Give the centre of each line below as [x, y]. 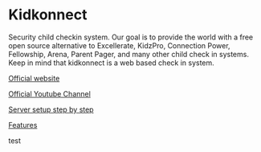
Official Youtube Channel [49, 93]
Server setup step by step [51, 109]
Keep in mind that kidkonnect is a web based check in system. [111, 63]
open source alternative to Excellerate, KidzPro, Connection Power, [119, 45]
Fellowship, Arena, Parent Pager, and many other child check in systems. [128, 54]
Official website [34, 78]
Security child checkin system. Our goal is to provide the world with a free [131, 37]
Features [23, 125]
